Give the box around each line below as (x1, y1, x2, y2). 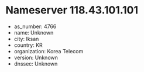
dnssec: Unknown (13, 60, 58, 67)
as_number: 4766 (13, 23, 57, 30)
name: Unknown (13, 29, 54, 36)
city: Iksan (13, 35, 39, 42)
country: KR (13, 42, 43, 49)
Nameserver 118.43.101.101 (5, 4, 139, 17)
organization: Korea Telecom (13, 47, 84, 54)
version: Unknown (13, 54, 58, 61)
